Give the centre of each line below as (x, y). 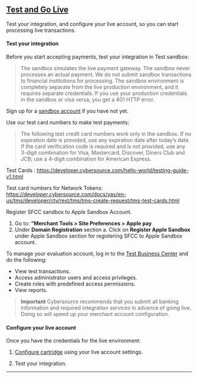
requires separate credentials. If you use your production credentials (104, 93)
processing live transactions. (41, 30)
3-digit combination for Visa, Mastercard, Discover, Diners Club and (103, 153)
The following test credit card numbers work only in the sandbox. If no (106, 134)
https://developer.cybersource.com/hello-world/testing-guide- (113, 170)
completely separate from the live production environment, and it (99, 87)
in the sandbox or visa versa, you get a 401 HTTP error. (88, 100)
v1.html (15, 177)
